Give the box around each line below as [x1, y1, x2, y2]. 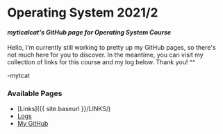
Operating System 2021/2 [7, 5, 158, 21]
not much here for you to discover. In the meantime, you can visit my [7, 50, 204, 59]
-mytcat [7, 71, 30, 80]
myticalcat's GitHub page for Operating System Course [7, 28, 172, 36]
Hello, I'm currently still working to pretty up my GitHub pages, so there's [7, 44, 217, 52]
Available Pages [7, 88, 63, 98]
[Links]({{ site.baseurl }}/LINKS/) [17, 104, 111, 113]
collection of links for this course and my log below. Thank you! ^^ [7, 58, 196, 66]
